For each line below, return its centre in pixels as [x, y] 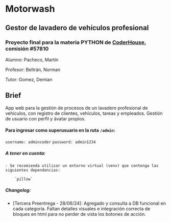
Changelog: [18, 190]
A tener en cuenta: [26, 153]
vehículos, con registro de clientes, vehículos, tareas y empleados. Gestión [84, 113]
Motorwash [30, 9]
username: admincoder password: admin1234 [51, 142]
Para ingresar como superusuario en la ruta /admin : [60, 130]
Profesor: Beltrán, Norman [33, 69]
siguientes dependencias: [33, 170]
